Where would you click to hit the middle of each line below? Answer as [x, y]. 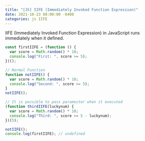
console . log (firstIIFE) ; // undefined [45, 134]
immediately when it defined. [35, 38]
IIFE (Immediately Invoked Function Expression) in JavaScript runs [72, 33]
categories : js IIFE [26, 19]
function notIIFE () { [27, 75]
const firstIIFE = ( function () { [41, 47]
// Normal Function [25, 70]
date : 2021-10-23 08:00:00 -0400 [40, 14]
